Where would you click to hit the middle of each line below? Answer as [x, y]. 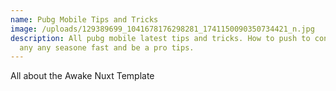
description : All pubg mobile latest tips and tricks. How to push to [160, 38]
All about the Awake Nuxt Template [82, 76]
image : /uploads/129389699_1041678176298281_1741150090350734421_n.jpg [162, 29]
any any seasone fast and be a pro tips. [107, 47]
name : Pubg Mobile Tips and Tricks [84, 19]
